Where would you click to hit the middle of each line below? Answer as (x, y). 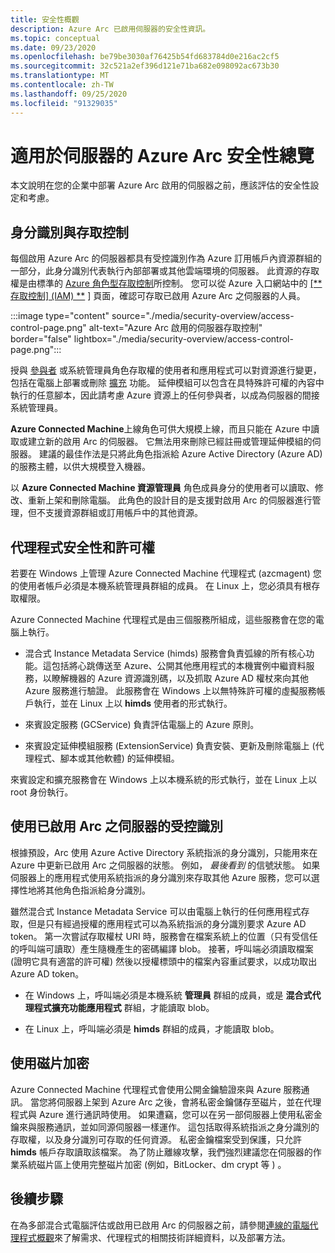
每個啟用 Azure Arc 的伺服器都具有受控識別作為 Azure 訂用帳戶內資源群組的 (166, 258)
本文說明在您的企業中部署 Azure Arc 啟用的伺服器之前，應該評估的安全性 (160, 185)
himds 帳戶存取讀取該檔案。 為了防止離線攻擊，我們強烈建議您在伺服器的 (161, 1152)
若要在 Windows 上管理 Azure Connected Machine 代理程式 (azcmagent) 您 (166, 573)
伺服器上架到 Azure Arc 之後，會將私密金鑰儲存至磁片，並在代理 (189, 1102)
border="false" (41, 339)
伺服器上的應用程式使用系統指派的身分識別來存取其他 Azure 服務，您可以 (161, 877)
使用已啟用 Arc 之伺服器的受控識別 (117, 826)
